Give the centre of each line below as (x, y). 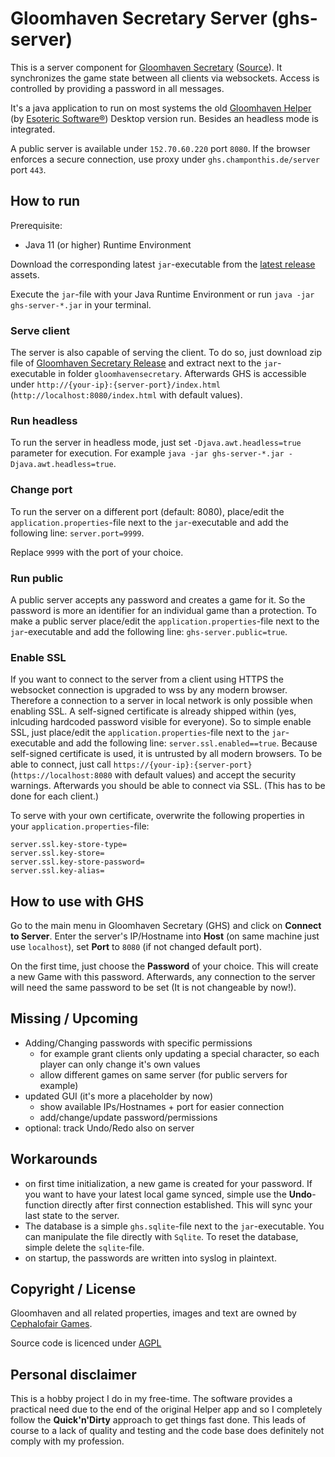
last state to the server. (72, 1215)
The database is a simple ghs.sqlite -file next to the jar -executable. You (174, 1226)
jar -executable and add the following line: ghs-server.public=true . (149, 631)
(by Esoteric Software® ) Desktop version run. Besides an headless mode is (164, 118)
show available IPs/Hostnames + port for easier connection (162, 1106)
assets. (25, 274)
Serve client (40, 330)
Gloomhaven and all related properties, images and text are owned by (153, 1313)
